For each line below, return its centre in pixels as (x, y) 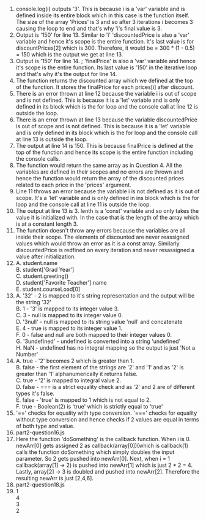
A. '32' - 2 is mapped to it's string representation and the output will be (105, 296)
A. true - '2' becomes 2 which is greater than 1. (75, 361)
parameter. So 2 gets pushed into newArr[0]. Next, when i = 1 (93, 459)
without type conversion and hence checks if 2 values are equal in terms (107, 419)
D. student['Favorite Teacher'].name (61, 283)
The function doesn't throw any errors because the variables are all (101, 230)
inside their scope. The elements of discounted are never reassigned (102, 237)
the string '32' (33, 302)
